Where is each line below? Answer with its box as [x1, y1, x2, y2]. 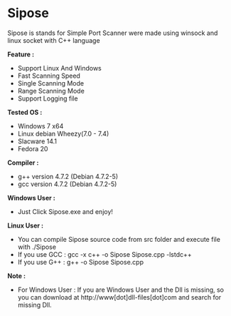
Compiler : [7, 158, 39, 167]
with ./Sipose [17, 243, 57, 251]
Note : [7, 271, 26, 280]
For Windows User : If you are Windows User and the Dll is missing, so [17, 285, 225, 294]
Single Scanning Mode [17, 78, 84, 87]
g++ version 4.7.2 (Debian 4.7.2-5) [17, 172, 119, 180]
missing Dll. [17, 300, 52, 309]
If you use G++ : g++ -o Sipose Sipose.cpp [17, 258, 144, 266]
